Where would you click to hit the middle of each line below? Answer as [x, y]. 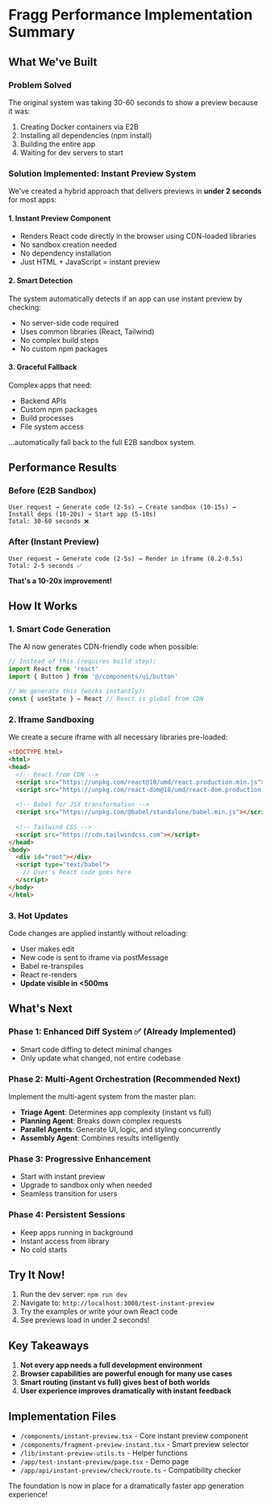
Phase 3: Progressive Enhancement [80, 1158]
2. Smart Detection [41, 280]
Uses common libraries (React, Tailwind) [87, 331]
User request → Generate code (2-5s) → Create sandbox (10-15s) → [122, 507]
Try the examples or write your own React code [99, 1311]
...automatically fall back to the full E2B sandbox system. [102, 442]
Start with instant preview [63, 1177]
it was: [19, 111]
